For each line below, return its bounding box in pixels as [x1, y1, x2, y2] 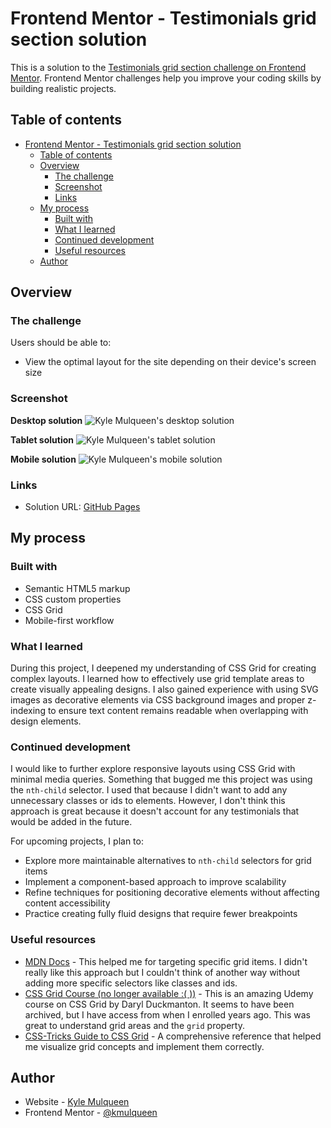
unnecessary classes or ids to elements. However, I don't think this [10, 795, 286, 807]
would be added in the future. [10, 816, 133, 828]
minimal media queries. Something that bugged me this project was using [10, 773, 313, 786]
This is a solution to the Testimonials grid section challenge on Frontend [10, 61, 307, 73]
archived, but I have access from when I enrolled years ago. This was [24, 1008, 311, 1021]
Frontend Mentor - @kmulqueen [24, 1107, 158, 1119]
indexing [10, 705, 46, 717]
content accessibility [24, 897, 111, 909]
